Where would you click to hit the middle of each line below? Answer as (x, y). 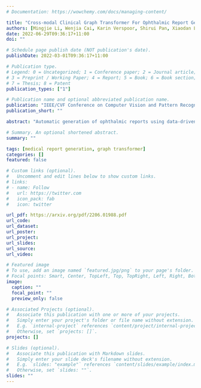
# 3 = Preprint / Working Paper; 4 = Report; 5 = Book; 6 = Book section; (101, 78)
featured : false (26, 160)
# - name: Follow (28, 187)
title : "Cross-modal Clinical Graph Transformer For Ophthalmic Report (97, 22)
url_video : (20, 254)
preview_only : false (37, 298)
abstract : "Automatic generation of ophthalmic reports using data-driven (101, 122)
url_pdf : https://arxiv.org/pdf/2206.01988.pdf (67, 215)
